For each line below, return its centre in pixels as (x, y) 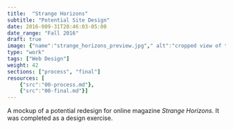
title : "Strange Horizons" (48, 14)
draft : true (24, 40)
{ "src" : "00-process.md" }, (57, 85)
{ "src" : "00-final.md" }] (54, 91)
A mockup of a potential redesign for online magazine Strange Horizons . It (113, 111)
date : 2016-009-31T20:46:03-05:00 (57, 26)
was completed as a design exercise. (60, 118)
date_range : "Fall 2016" (43, 33)
